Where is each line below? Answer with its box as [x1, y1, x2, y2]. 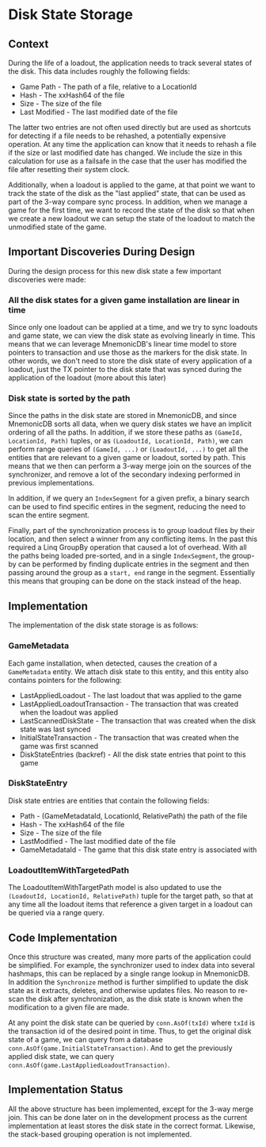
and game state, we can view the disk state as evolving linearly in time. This [8, 331, 256, 340]
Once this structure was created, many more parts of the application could [8, 952, 252, 961]
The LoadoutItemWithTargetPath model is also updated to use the [8, 883, 222, 892]
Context [8, 37, 49, 51]
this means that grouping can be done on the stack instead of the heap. [8, 577, 241, 586]
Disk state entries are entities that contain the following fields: [8, 796, 210, 805]
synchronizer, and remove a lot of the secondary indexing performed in [8, 470, 241, 479]
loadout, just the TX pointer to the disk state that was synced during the [8, 365, 242, 374]
